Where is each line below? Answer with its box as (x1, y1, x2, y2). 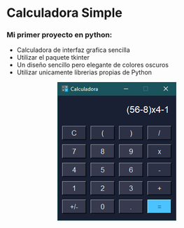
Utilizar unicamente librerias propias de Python (16, 68, 152, 76)
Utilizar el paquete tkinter (16, 53, 90, 62)
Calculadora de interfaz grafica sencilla (16, 46, 130, 54)
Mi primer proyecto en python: (6, 30, 113, 40)
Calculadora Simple (6, 5, 123, 21)
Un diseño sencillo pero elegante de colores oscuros (16, 61, 169, 69)
